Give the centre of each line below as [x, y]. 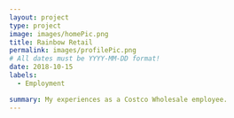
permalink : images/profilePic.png [73, 51]
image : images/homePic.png [59, 34]
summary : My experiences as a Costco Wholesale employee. [118, 99]
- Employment [41, 83]
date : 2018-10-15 [41, 67]
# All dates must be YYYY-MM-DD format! [85, 59]
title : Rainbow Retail [51, 42]
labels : [23, 75]
